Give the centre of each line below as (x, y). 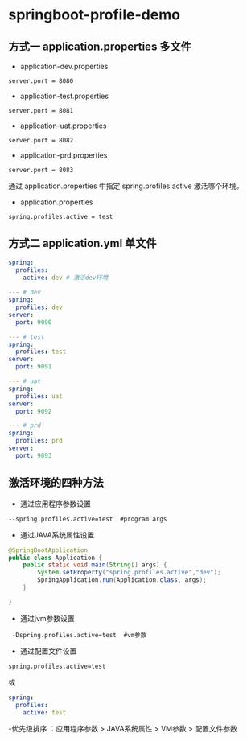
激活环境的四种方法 (56, 483)
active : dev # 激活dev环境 (66, 278)
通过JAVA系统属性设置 (57, 535)
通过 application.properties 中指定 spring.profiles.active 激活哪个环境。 (126, 186)
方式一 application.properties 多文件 (100, 46)
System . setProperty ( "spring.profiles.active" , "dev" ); (129, 573)
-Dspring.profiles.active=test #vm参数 (79, 635)
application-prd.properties (64, 155)
